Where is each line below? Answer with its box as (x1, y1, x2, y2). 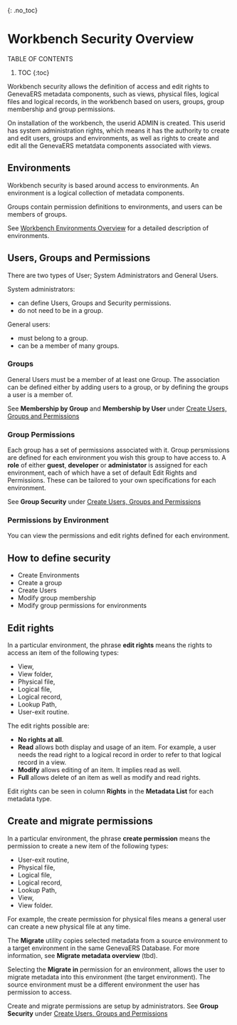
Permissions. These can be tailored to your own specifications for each (7, 476, 216, 485)
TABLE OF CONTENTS (7, 54, 73, 63)
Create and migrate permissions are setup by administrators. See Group (7, 1001, 219, 1010)
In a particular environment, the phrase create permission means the (7, 834, 211, 843)
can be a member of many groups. (17, 341, 120, 350)
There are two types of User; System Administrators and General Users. (7, 271, 218, 279)
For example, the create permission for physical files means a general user (7, 915, 226, 923)
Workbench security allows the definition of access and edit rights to (7, 82, 210, 91)
